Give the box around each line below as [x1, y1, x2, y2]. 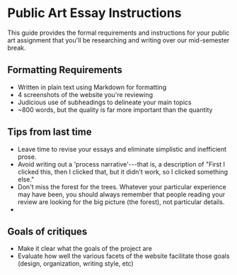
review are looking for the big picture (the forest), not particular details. [17, 197, 225, 206]
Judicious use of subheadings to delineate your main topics [17, 98, 192, 106]
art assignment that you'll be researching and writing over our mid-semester [7, 35, 230, 44]
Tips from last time [7, 126, 92, 138]
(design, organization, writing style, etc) [17, 259, 134, 268]
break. [7, 43, 26, 52]
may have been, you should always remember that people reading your [17, 190, 226, 198]
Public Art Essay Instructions [7, 5, 182, 21]
